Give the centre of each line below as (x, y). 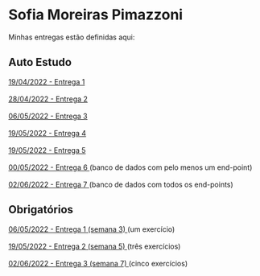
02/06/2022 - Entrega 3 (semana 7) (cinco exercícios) (98, 263)
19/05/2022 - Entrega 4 (47, 133)
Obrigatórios (41, 210)
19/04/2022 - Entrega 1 (47, 81)
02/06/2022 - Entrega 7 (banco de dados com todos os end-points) (121, 184)
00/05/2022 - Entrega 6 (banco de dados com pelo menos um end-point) (130, 167)
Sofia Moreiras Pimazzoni (96, 15)
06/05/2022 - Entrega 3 (48, 116)
